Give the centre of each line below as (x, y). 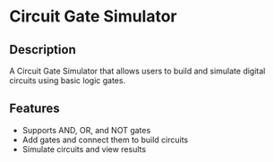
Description (43, 50)
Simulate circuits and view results (84, 149)
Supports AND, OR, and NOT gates (86, 130)
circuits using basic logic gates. (68, 81)
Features (34, 109)
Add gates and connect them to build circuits (105, 140)
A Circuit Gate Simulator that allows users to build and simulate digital (137, 71)
